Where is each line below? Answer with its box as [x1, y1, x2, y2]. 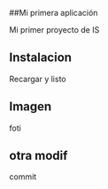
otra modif [9, 148, 68, 163]
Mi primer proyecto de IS [9, 25, 100, 34]
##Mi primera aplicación [9, 8, 98, 18]
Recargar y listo [9, 73, 66, 84]
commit [9, 171, 37, 182]
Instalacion [9, 50, 73, 65]
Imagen [9, 99, 52, 114]
